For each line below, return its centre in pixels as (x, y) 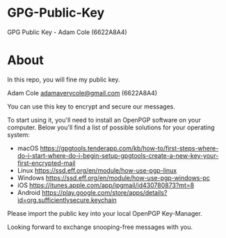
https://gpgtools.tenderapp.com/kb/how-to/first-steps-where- (129, 148)
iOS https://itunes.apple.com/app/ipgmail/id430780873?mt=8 (106, 185)
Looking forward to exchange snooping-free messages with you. (100, 227)
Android (29, 192)
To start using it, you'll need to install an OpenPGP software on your (104, 120)
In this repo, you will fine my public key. (64, 79)
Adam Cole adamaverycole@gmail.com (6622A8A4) (82, 93)
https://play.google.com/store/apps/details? (104, 192)
